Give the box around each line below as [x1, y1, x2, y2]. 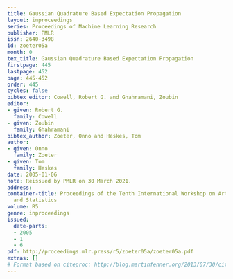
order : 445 [7, 81, 39, 88]
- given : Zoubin [7, 119, 54, 127]
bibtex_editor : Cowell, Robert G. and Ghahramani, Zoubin [7, 94, 178, 101]
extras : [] [7, 255, 39, 262]
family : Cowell [13, 113, 58, 120]
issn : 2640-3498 [7, 36, 54, 43]
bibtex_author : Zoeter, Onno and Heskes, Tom [7, 132, 141, 139]
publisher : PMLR [7, 29, 54, 37]
